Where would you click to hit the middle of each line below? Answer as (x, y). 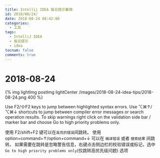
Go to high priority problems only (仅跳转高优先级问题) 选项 (67, 151)
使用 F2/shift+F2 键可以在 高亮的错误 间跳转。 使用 (53, 132)
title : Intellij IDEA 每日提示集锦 (39, 9)
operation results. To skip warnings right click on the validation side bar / (78, 117)
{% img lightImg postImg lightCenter (41, 92)
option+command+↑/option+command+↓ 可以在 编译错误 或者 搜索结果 (75, 139)
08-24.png (16, 97)
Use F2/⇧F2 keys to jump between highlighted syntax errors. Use (71, 107)
